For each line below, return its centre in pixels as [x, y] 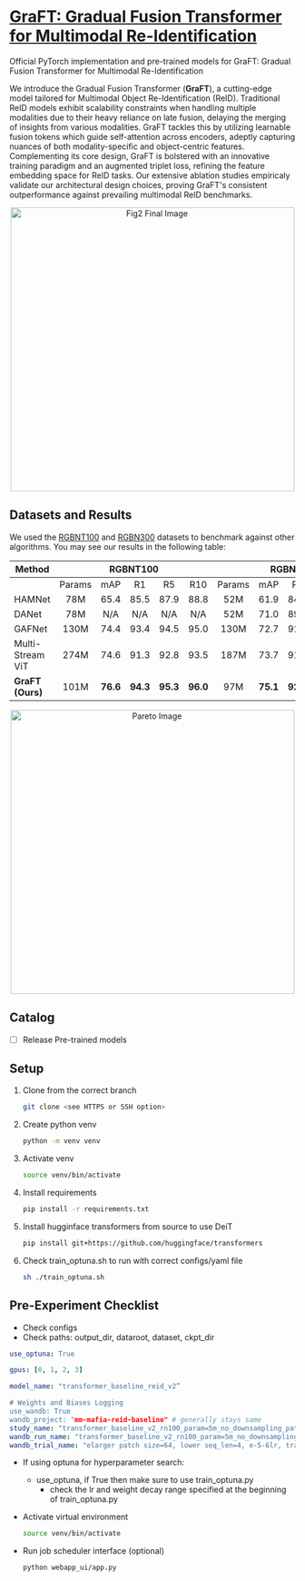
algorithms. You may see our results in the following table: [118, 546]
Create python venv [59, 1125]
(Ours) [29, 692]
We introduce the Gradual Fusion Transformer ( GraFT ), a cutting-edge [141, 88]
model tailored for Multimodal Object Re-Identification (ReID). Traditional [145, 98]
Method [32, 569]
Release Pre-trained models [74, 1039]
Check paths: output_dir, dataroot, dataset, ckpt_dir [118, 1337]
